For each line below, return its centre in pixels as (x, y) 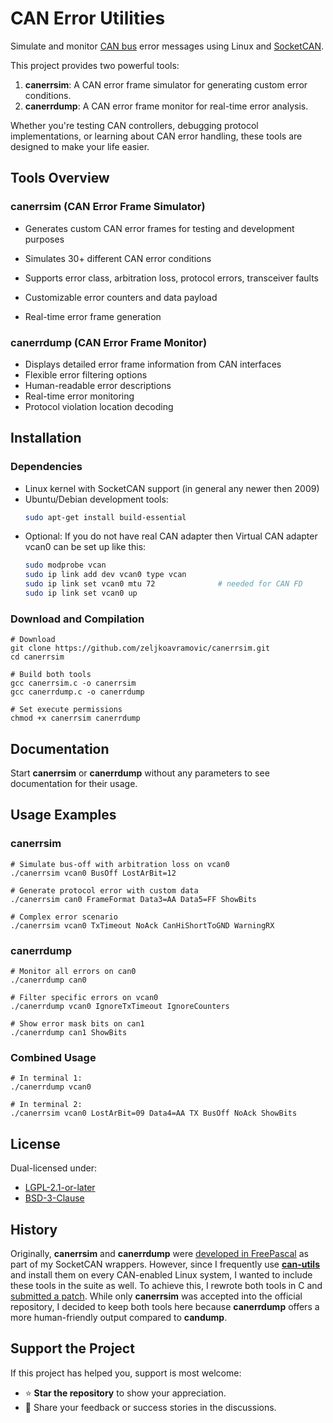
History (34, 1229)
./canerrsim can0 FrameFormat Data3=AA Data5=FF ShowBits (133, 899)
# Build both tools (51, 675)
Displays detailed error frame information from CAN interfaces (153, 364)
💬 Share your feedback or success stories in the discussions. (150, 1407)
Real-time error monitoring (79, 396)
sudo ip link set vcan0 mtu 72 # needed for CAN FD (163, 584)
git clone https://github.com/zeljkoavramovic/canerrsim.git (140, 648)
